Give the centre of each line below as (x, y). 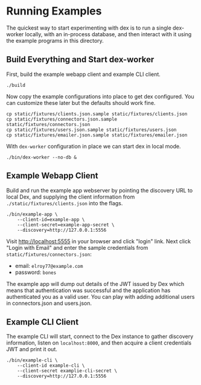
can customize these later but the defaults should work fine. (81, 103)
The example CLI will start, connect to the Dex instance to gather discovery (100, 337)
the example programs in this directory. (55, 40)
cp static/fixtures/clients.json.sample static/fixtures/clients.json (97, 114)
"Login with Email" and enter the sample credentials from (77, 247)
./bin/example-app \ (32, 214)
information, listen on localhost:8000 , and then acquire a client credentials (99, 343)
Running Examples (54, 11)
